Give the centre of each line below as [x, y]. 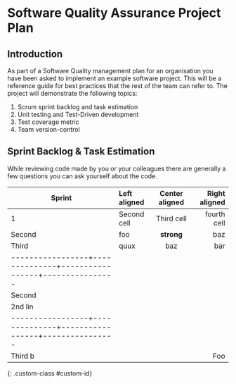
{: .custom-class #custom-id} [50, 373]
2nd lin [22, 306]
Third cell [171, 218]
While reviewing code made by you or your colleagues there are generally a [117, 168]
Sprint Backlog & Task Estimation [81, 152]
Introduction [35, 54]
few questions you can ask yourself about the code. [83, 176]
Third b [23, 356]
